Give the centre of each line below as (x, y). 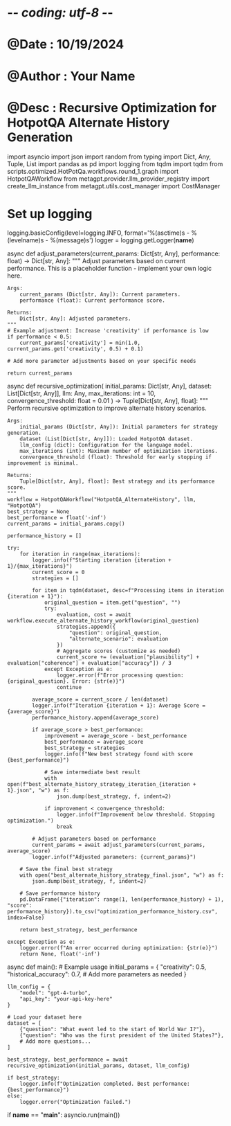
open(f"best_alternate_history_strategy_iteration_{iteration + (102, 785)
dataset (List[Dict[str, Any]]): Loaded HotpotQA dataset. (107, 439)
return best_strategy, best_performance (78, 930)
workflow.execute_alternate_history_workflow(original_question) (103, 621)
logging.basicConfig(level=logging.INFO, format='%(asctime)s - (99, 233)
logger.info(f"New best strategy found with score (119, 754)
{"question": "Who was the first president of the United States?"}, (122, 1036)
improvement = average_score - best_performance (115, 736)
